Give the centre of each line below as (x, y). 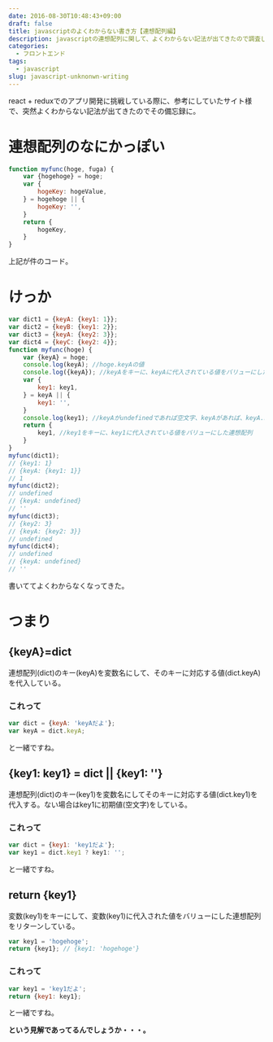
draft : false (30, 24)
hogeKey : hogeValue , (72, 192)
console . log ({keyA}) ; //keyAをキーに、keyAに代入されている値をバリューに (140, 372)
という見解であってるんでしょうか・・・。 (79, 1030)
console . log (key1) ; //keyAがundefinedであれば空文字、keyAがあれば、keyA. (143, 418)
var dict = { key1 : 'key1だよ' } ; (62, 845)
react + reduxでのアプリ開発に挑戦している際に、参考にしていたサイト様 (130, 101)
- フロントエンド (41, 54)
